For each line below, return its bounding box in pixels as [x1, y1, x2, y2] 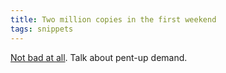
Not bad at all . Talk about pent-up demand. [10, 51, 188, 63]
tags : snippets [10, 24, 74, 34]
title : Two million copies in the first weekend [10, 14, 217, 25]
